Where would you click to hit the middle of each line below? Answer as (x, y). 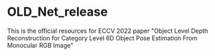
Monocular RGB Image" (40, 45)
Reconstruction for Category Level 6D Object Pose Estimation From (102, 38)
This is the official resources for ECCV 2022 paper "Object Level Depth (107, 31)
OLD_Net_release (57, 12)
